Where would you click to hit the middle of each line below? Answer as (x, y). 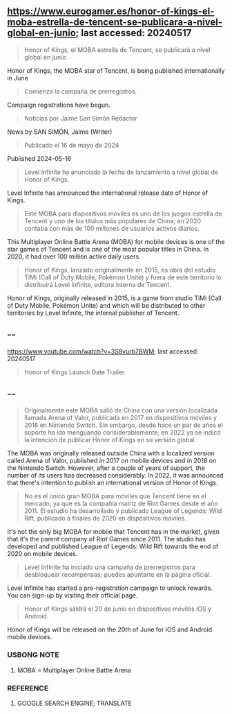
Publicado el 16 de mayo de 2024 (71, 145)
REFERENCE (28, 688)
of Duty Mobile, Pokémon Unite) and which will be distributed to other (106, 305)
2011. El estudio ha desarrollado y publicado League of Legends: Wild (123, 511)
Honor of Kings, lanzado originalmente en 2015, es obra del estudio (120, 270)
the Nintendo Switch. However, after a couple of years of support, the (106, 468)
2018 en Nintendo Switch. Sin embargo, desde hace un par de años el (123, 425)
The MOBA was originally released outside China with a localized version (111, 453)
